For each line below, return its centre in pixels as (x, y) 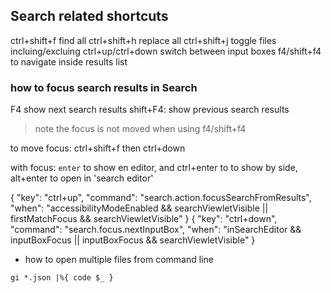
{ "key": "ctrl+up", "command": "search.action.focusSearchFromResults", (161, 198)
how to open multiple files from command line (119, 260)
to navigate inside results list (69, 61)
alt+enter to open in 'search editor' (82, 178)
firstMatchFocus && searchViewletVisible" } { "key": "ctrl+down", (144, 219)
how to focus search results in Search (104, 87)
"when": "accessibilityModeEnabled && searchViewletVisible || (139, 208)
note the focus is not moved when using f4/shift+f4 (140, 129)
